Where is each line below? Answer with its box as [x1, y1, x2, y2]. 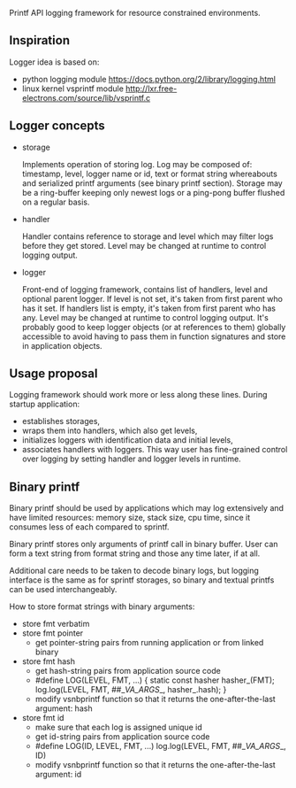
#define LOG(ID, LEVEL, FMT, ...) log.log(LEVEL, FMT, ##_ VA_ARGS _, [34, 741, 287, 752]
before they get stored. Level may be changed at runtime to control [21, 240, 267, 251]
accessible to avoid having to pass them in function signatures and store [21, 331, 286, 342]
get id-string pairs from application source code [34, 731, 210, 742]
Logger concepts [9, 119, 106, 134]
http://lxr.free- [125, 83, 178, 94]
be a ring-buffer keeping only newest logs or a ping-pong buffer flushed [21, 187, 285, 197]
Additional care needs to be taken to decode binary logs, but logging [9, 566, 259, 576]
